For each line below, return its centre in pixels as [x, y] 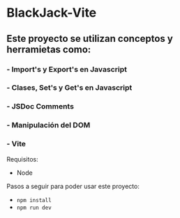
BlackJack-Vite [52, 13]
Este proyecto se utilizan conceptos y [90, 39]
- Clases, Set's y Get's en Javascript [69, 88]
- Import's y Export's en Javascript [67, 69]
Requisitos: [23, 159]
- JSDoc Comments [40, 107]
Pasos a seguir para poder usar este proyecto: [73, 186]
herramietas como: [49, 49]
